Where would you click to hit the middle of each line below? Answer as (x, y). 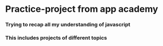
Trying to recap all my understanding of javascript (68, 25)
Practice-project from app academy (82, 9)
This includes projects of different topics (56, 38)
